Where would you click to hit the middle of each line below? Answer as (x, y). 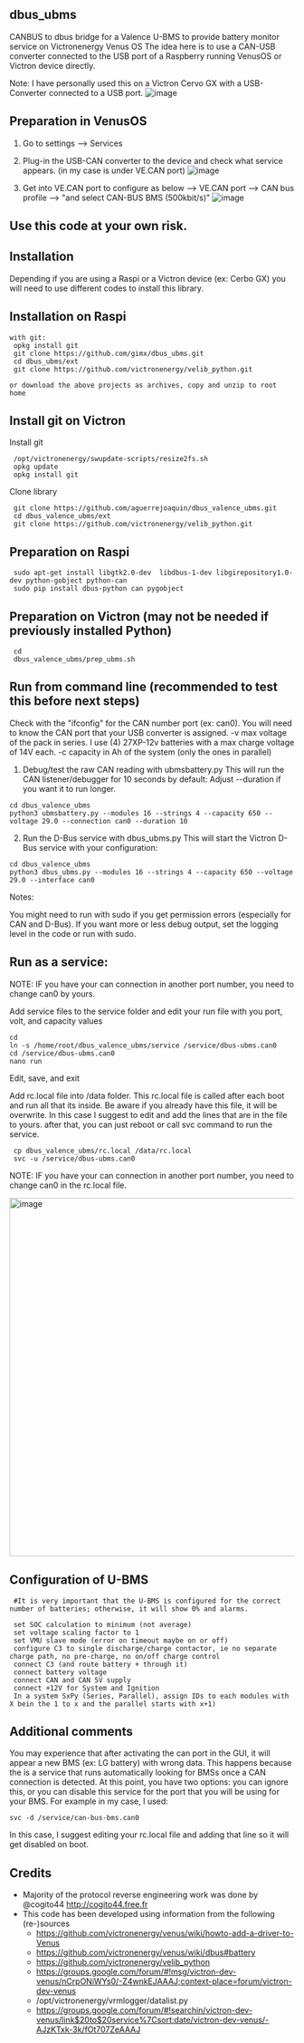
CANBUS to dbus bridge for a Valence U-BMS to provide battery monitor (145, 36)
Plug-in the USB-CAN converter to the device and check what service (152, 160)
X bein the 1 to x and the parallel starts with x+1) (113, 1704)
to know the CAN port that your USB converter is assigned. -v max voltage (148, 732)
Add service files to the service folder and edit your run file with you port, (146, 1011)
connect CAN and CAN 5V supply (72, 1680)
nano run (26, 1061)
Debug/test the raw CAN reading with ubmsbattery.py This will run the (153, 769)
